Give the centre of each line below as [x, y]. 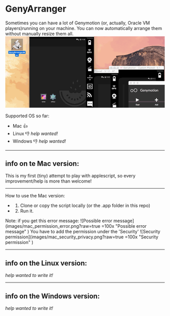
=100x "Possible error [124, 226]
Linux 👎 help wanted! [35, 133]
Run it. [27, 211]
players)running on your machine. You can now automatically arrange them [84, 28]
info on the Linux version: [46, 263]
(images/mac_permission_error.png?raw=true [53, 226]
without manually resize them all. [39, 33]
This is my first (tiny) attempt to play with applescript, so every [70, 176]
